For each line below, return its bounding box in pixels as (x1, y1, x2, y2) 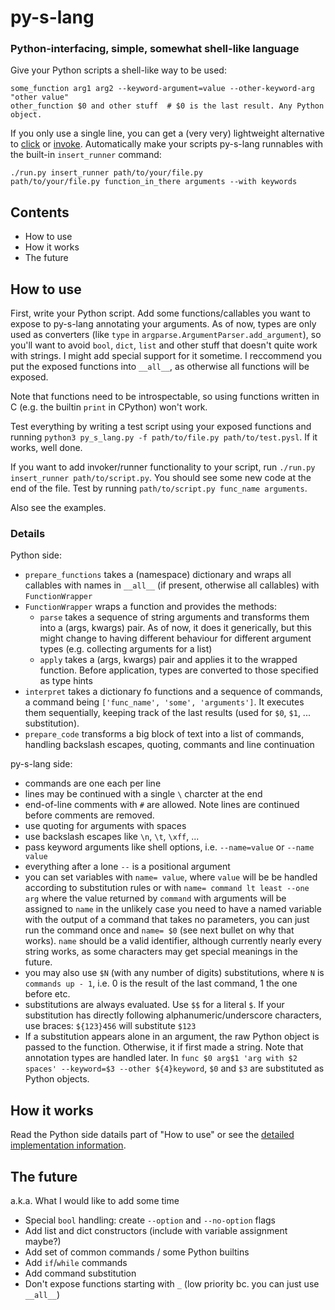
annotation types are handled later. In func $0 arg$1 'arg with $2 (24, 1052, 298, 1064)
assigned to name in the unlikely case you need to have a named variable (24, 903, 322, 915)
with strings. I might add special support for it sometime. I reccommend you (10, 350, 323, 362)
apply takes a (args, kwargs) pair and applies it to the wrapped (39, 654, 298, 666)
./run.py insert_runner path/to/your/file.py (10, 168, 203, 178)
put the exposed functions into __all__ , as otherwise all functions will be (10, 361, 310, 373)
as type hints (39, 675, 93, 687)
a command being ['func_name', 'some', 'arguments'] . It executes (24, 696, 305, 708)
